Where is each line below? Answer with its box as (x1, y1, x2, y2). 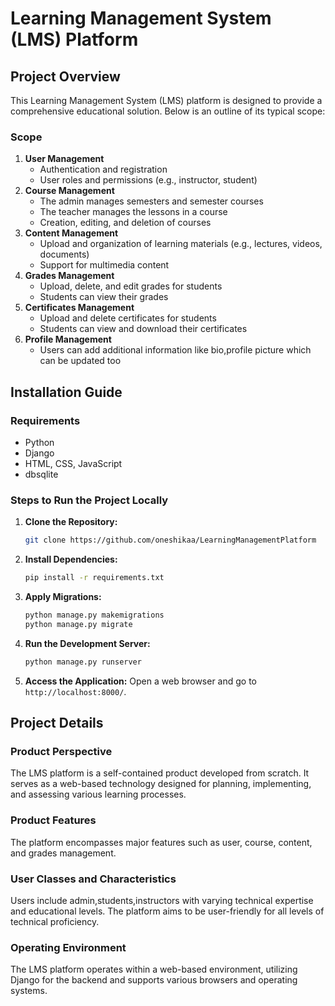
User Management (24, 153, 105, 165)
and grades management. (10, 847, 117, 859)
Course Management (24, 185, 115, 197)
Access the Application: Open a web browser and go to (24, 675, 258, 687)
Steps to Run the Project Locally (10, 493, 169, 507)
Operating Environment (10, 940, 127, 954)
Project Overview (10, 68, 121, 85)
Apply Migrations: (24, 591, 102, 603)
